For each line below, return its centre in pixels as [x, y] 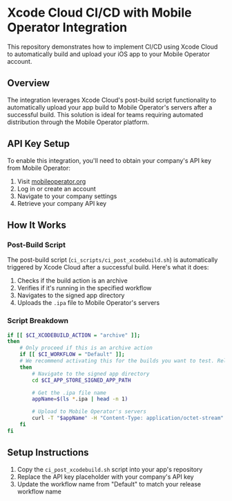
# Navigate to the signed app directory [91, 373]
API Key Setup [39, 144]
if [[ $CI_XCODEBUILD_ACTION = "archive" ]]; [74, 335]
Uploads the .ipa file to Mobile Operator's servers [88, 303]
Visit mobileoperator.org [51, 181]
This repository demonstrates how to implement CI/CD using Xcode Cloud [113, 46]
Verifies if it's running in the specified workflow [84, 288]
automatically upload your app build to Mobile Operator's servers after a [110, 107]
